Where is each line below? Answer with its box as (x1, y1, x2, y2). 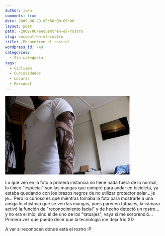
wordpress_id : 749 (5, 45, 43, 50)
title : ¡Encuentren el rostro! (5, 40, 70, 45)
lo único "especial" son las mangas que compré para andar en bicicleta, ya (5, 184, 159, 191)
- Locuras (9, 76, 30, 81)
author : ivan (5, 8, 32, 13)
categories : (5, 50, 30, 55)
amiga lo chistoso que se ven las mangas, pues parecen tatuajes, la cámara (5, 200, 160, 206)
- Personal (9, 81, 32, 86)
